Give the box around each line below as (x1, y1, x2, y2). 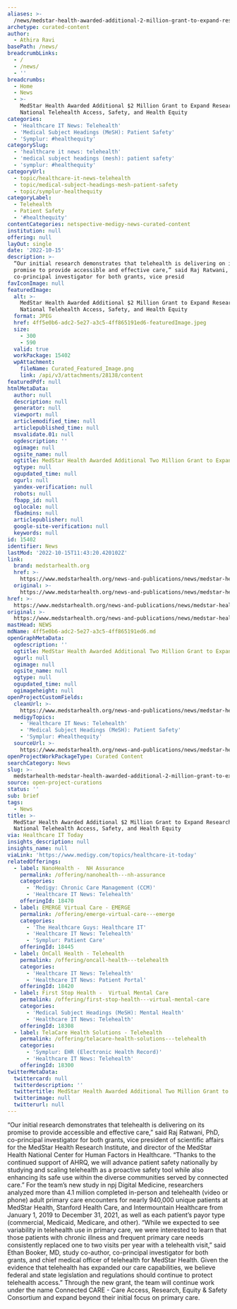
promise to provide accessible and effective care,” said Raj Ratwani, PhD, (7, 1128, 220, 1137)
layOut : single (7, 240, 52, 247)
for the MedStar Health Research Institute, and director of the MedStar (7, 1143, 212, 1151)
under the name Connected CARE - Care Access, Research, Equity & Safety (7, 1286, 228, 1294)
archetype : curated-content (7, 23, 90, 30)
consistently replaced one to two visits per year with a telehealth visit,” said (7, 1240, 226, 1249)
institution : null (7, 227, 61, 234)
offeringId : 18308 (20, 1022, 74, 1029)
